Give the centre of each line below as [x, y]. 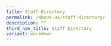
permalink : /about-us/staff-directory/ [56, 17]
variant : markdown [29, 34]
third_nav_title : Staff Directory [49, 28]
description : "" [26, 23]
